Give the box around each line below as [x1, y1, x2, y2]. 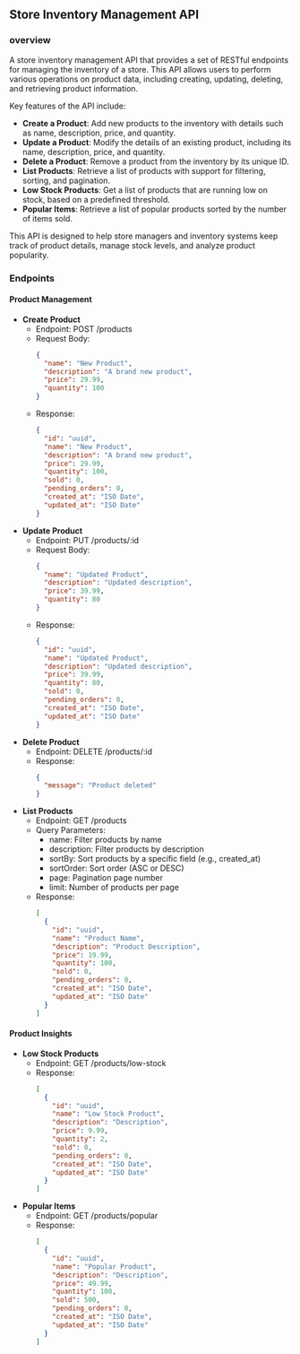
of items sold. [21, 213, 73, 223]
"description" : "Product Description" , [52, 942, 201, 951]
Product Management [9, 294, 92, 305]
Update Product [21, 525, 83, 536]
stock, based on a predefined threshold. [21, 194, 170, 204]
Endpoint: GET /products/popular [35, 1211, 159, 1221]
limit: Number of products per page [48, 882, 179, 893]
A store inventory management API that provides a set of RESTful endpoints [9, 54, 289, 65]
